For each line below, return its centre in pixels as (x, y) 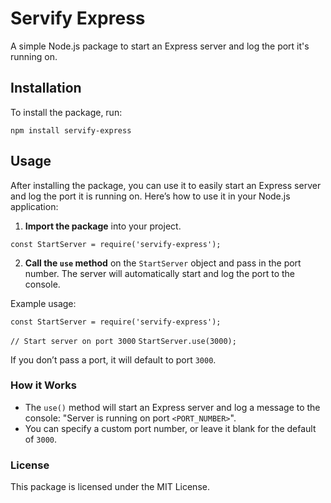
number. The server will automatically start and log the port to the (160, 273)
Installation (46, 88)
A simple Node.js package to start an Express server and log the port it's (160, 46)
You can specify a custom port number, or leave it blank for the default (170, 428)
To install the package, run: (66, 112)
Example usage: (43, 303)
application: (34, 206)
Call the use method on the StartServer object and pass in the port (163, 263)
